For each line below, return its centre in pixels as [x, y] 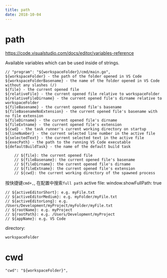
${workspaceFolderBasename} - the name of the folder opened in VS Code [82, 81]
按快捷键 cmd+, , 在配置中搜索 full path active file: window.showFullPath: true [83, 183]
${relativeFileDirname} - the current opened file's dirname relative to [84, 98]
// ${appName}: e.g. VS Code [35, 219]
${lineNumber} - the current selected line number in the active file [80, 133]
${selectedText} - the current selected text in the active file [74, 138]
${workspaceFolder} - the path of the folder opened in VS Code [73, 77]
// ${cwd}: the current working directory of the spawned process [85, 173]
